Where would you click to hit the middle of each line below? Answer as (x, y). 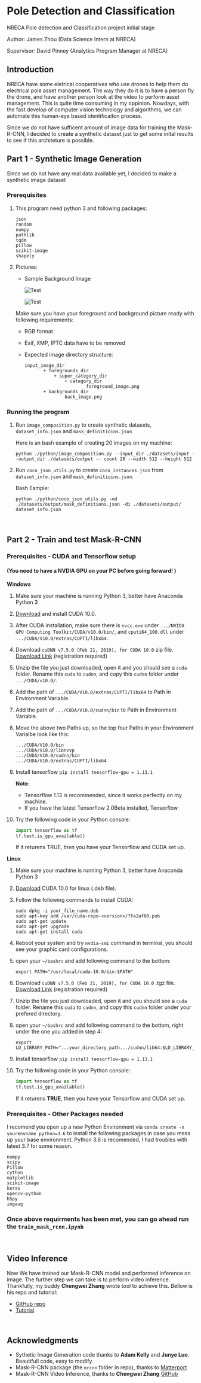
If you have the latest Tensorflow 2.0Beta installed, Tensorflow (101, 808)
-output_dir (30, 459)
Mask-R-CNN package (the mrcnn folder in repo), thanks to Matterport (101, 1367)
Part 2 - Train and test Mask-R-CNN (74, 539)
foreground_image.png (113, 386)
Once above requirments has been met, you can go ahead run (98, 1219)
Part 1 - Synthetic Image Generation (74, 159)
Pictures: (26, 267)
